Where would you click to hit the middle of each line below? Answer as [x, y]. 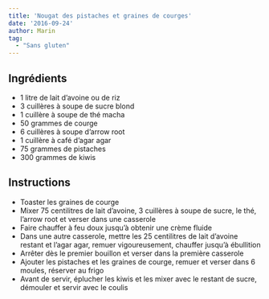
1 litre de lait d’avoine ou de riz [70, 97]
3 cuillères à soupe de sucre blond [77, 106]
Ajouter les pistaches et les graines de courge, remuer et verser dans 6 [137, 261]
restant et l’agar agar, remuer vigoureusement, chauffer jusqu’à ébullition [140, 244]
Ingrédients [38, 78]
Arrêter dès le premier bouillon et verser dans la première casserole [132, 253]
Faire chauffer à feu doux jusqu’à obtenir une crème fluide [116, 227]
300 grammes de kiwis [58, 157]
